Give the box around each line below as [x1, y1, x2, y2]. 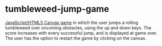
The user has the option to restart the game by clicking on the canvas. [5, 35, 147, 41]
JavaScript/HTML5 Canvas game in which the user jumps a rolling [5, 20, 139, 25]
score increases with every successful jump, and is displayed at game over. [5, 30, 158, 36]
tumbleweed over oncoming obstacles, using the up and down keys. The [5, 24, 152, 30]
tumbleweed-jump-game [5, 3, 109, 15]
